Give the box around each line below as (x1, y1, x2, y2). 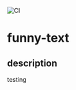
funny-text (7, 31, 70, 46)
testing (7, 76, 27, 83)
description (7, 57, 58, 69)
